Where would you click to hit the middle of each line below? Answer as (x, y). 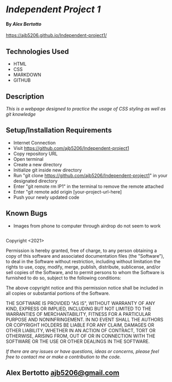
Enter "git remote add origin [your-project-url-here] (68, 192)
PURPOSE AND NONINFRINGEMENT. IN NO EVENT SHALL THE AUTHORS (85, 320)
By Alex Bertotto (24, 24)
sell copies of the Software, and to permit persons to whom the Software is (85, 273)
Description (25, 96)
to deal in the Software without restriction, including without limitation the (83, 262)
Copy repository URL (35, 154)
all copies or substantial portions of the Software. (58, 293)
